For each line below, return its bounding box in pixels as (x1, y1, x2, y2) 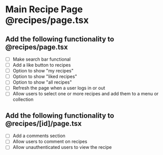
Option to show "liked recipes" (12, 73, 78, 80)
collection (12, 96, 34, 102)
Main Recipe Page (5, 4, 83, 15)
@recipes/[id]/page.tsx (5, 119, 82, 128)
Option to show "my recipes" (12, 68, 74, 74)
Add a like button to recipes (12, 62, 71, 68)
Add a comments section (12, 133, 65, 139)
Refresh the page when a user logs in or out (12, 85, 106, 91)
